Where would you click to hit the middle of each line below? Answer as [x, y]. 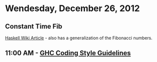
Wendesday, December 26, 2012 [73, 8]
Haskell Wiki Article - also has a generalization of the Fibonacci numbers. [79, 38]
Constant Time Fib [34, 26]
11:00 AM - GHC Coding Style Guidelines [68, 53]
